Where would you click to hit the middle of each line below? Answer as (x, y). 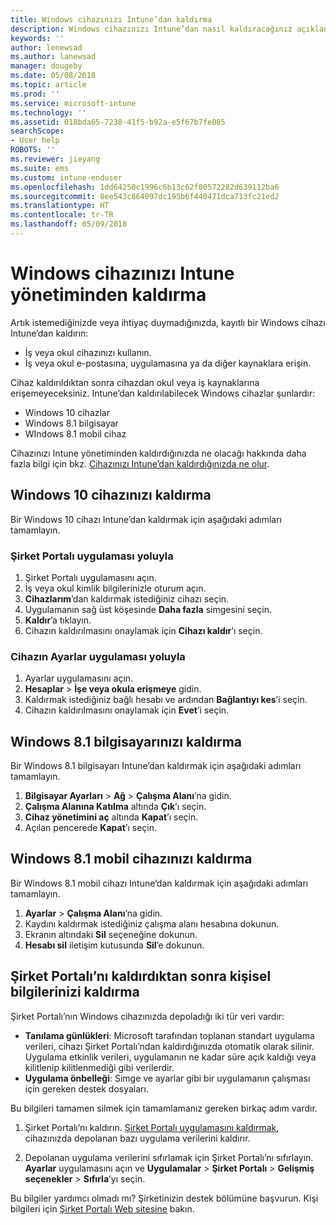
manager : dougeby (46, 66)
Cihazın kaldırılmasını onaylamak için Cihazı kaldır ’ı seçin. (143, 630)
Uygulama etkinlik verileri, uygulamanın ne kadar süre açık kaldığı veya (170, 1057)
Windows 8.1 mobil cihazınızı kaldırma (131, 859)
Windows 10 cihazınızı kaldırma (111, 495)
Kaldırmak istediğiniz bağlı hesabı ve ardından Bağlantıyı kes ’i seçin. (166, 700)
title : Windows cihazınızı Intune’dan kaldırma (111, 19)
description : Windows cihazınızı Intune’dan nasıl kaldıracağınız (151, 29)
